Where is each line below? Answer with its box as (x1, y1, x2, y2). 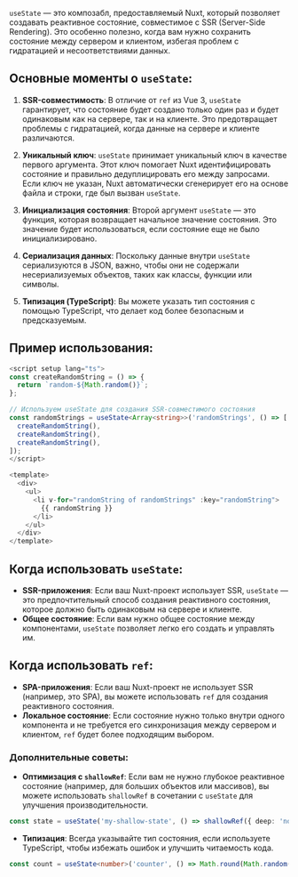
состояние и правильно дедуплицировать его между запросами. (21, 168, 271, 179)
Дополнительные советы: (9, 751, 129, 763)
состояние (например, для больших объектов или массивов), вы (21, 781, 270, 792)
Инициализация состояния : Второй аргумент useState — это (21, 205, 256, 215)
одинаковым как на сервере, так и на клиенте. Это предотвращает (21, 113, 278, 124)
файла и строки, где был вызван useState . (21, 187, 181, 198)
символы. (21, 278, 59, 289)
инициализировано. (21, 233, 98, 244)
